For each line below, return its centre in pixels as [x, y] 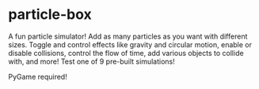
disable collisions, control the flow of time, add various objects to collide [126, 53]
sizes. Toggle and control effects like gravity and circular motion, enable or [130, 44]
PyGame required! [38, 76]
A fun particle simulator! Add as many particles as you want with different [128, 36]
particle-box [50, 15]
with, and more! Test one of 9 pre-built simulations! [92, 61]
